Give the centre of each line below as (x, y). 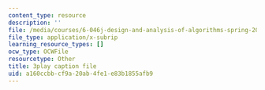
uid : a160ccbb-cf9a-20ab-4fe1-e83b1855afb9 (81, 74)
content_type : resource (47, 15)
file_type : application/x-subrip (63, 37)
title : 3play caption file (52, 67)
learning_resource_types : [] (56, 45)
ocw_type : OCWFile (38, 52)
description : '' (35, 23)
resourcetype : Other (42, 59)
